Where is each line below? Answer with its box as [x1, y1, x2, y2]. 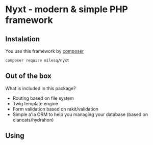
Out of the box [5, 72, 52, 80]
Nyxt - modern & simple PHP [5, 4, 129, 15]
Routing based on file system [12, 95, 74, 101]
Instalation [5, 35, 40, 43]
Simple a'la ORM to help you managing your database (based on [12, 111, 148, 118]
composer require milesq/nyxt [5, 58, 70, 63]
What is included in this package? [5, 85, 76, 91]
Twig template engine [12, 100, 59, 106]
